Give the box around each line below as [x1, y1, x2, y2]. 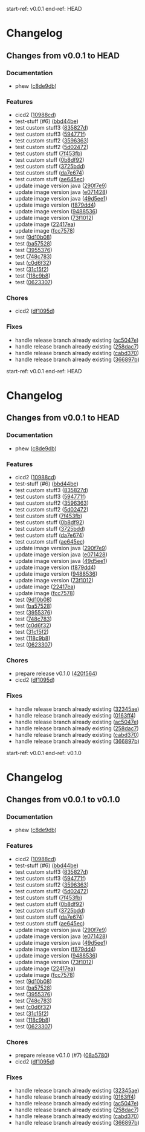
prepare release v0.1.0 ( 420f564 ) [14, 670, 98, 678]
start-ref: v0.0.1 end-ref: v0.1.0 [6, 749, 82, 756]
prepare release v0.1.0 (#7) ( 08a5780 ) [14, 1051, 110, 1059]
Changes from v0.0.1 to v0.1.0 [6, 794, 121, 805]
